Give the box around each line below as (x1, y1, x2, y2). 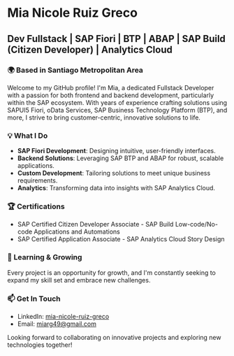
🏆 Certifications (7, 201, 65, 211)
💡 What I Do (7, 131, 48, 141)
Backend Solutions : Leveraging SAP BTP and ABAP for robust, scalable (17, 154, 224, 162)
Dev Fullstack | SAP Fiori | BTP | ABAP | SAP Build (7, 33, 226, 45)
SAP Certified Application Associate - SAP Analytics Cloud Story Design (17, 235, 225, 243)
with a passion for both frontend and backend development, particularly (7, 91, 214, 99)
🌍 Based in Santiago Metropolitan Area (7, 65, 143, 75)
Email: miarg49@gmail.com (17, 320, 96, 328)
